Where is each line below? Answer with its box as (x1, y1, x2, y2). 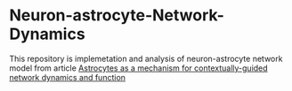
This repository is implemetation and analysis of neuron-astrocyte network (9, 53, 283, 64)
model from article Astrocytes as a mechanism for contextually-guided (9, 63, 269, 73)
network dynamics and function (9, 72, 126, 82)
